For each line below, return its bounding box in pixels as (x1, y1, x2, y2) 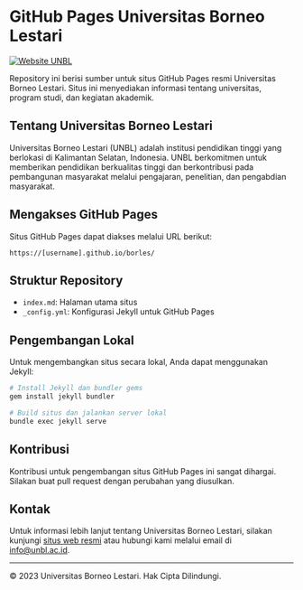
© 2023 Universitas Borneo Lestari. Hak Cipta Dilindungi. (9, 571, 222, 582)
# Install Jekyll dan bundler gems (9, 384, 143, 393)
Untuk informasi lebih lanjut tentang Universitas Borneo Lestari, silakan (9, 526, 273, 537)
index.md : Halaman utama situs (22, 296, 138, 308)
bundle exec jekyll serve (9, 417, 106, 426)
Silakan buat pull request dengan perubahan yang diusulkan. (9, 475, 234, 486)
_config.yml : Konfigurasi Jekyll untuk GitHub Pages (22, 306, 215, 317)
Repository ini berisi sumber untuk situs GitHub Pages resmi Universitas (9, 72, 277, 83)
